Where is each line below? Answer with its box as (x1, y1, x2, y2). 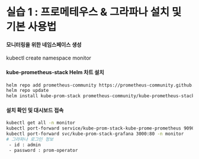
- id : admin (8, 142, 41, 148)
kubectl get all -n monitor (6, 120, 76, 126)
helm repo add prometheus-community (6, 82, 97, 88)
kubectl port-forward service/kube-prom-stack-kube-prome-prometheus (6, 125, 182, 131)
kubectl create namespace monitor (6, 54, 92, 62)
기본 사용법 (6, 20, 57, 34)
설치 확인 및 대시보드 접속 (6, 107, 64, 114)
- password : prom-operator (8, 147, 78, 153)
